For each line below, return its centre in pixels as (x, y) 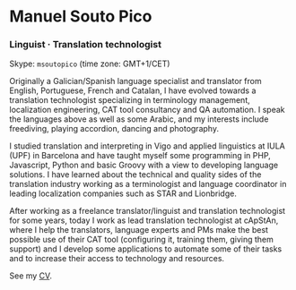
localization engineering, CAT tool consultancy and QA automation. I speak (147, 110)
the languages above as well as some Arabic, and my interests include (139, 119)
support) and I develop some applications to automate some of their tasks (146, 249)
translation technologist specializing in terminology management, (130, 100)
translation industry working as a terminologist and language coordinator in (148, 184)
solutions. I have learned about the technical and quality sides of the (135, 175)
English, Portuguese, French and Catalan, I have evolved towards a (133, 90)
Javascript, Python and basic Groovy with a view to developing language (144, 165)
